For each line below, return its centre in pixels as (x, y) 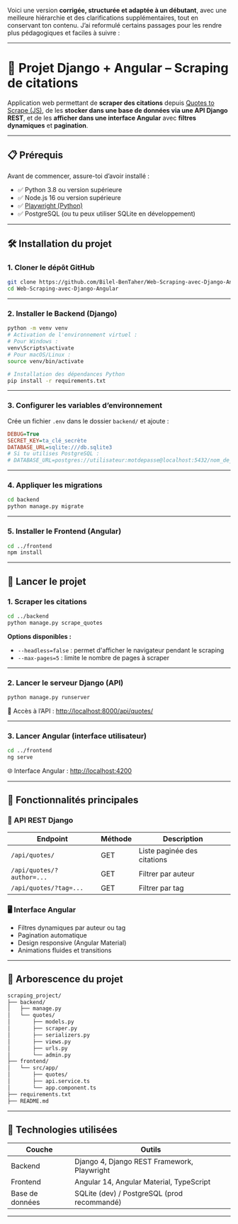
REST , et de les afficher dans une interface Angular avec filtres (102, 118)
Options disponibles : (40, 636)
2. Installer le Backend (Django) (62, 313)
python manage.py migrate (45, 506)
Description (183, 838)
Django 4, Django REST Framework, (134, 1162)
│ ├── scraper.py (42, 1029)
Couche (39, 1150)
